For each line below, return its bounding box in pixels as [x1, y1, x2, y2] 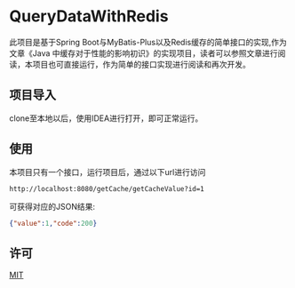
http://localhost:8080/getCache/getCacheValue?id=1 [9, 184, 204, 193]
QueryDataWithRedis [9, 6, 169, 27]
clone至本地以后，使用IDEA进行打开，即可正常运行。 [9, 113, 203, 124]
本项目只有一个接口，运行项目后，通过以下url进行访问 [9, 166, 206, 177]
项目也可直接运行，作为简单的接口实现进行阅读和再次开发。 [32, 59, 251, 69]
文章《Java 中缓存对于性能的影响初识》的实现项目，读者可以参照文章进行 [9, 47, 278, 59]
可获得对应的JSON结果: [9, 201, 96, 212]
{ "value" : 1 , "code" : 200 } [9, 219, 98, 228]
